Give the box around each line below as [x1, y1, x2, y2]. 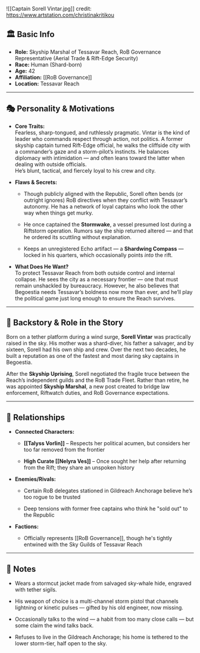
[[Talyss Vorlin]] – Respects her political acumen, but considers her [23, 440, 190, 447]
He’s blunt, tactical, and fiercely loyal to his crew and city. [14, 167, 156, 174]
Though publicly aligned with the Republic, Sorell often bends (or [23, 190, 183, 197]
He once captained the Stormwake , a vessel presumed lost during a [23, 220, 192, 228]
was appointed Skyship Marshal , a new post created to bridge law [6, 383, 170, 390]
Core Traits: [14, 122, 45, 130]
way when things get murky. [23, 209, 93, 216]
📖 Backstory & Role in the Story [6, 318, 124, 328]
